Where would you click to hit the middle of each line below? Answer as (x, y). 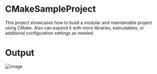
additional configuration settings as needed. (50, 33)
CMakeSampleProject (50, 9)
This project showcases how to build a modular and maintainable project (79, 23)
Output (20, 53)
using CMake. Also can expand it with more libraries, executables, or (75, 27)
